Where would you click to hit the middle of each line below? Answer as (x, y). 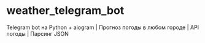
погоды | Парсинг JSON (37, 33)
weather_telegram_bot (65, 11)
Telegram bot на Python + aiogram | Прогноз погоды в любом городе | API (103, 27)
